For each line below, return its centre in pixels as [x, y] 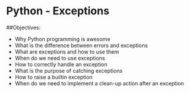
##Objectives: [23, 27]
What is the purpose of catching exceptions [69, 70]
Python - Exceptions [58, 11]
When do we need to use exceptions [60, 58]
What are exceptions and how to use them [67, 51]
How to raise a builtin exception [53, 77]
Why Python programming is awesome [62, 39]
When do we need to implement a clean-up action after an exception [99, 83]
